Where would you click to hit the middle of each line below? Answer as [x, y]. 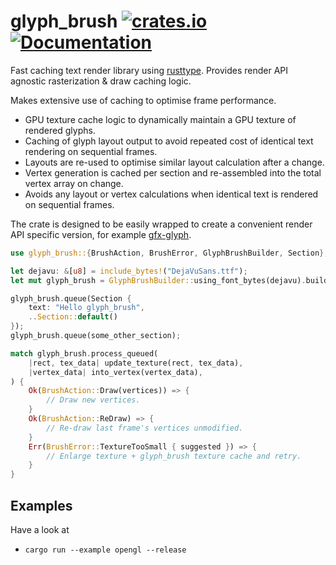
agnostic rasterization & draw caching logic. [101, 81]
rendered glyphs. [60, 130]
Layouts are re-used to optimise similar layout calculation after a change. [174, 162]
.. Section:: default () [73, 317]
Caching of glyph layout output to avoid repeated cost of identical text [169, 141]
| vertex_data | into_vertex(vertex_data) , [115, 372]
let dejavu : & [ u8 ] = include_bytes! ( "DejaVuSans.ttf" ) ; [129, 271]
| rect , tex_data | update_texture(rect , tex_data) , [136, 363]
